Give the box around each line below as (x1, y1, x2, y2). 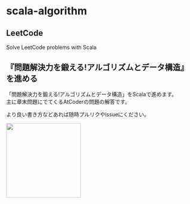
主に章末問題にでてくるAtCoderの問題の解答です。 (6, 98, 130, 105)
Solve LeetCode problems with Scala (6, 44, 97, 51)
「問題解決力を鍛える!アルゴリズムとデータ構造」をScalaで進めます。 (6, 91, 177, 98)
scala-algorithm (6, 4, 88, 18)
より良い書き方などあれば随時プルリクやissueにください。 (6, 110, 150, 118)
